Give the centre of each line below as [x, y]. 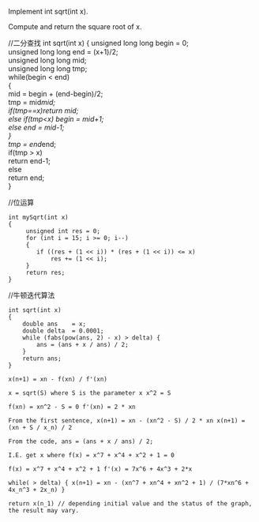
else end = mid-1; [36, 127]
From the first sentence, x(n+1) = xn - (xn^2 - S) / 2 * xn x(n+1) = [127, 421]
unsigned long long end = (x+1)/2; [63, 52]
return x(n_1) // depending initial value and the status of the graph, [130, 504]
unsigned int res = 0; [63, 231]
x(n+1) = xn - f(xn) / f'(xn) [58, 379]
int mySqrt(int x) [38, 217]
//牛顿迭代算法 [32, 295]
